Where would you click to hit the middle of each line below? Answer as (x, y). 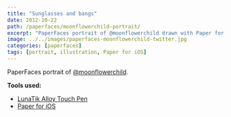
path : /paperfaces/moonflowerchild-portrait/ (74, 26)
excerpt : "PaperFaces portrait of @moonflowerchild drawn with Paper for (116, 33)
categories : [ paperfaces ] (44, 46)
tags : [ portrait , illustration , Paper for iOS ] (77, 53)
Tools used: (24, 85)
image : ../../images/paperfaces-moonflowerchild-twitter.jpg (97, 39)
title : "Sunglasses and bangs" (52, 13)
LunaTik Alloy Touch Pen (52, 98)
